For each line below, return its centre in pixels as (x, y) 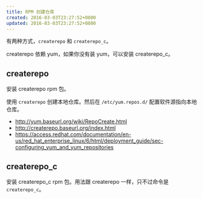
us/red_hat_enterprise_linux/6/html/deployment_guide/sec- (89, 141)
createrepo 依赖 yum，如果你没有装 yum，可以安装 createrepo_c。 (90, 54)
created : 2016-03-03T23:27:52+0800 (51, 18)
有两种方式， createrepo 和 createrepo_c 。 (59, 41)
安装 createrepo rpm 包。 (38, 89)
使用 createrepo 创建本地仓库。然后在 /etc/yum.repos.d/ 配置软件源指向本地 (102, 102)
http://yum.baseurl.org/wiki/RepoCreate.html (71, 121)
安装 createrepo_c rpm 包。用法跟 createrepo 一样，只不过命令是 (88, 182)
